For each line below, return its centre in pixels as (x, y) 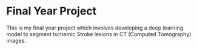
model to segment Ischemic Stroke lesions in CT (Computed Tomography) (99, 34)
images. (16, 40)
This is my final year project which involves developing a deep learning (95, 28)
